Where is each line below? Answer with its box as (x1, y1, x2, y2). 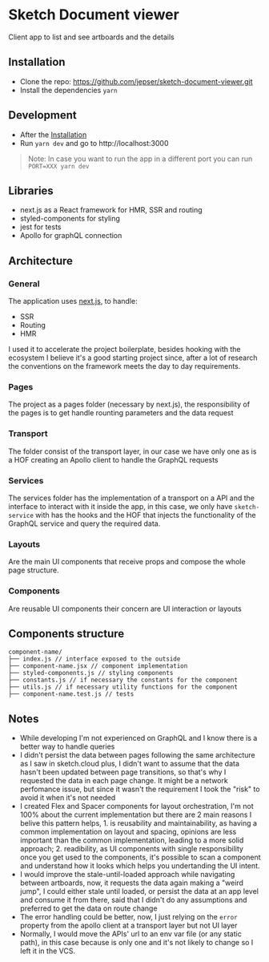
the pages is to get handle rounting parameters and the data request (8, 408, 234, 418)
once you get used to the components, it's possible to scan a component (19, 852, 262, 863)
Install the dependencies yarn (19, 85, 118, 95)
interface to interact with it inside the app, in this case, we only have (8, 501, 233, 511)
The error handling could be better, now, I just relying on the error (19, 912, 238, 922)
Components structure (8, 627, 125, 641)
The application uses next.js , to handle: (8, 297, 138, 306)
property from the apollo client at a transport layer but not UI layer (19, 920, 238, 931)
